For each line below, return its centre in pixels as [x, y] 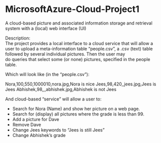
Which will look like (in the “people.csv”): [47, 74]
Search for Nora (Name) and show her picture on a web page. [76, 108]
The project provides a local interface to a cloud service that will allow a [79, 43]
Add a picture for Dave [36, 119]
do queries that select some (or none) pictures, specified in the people [78, 59]
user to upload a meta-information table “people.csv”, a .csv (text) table [79, 48]
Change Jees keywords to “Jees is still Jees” [58, 130]
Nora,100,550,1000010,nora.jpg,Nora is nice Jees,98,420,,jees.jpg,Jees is [81, 84]
